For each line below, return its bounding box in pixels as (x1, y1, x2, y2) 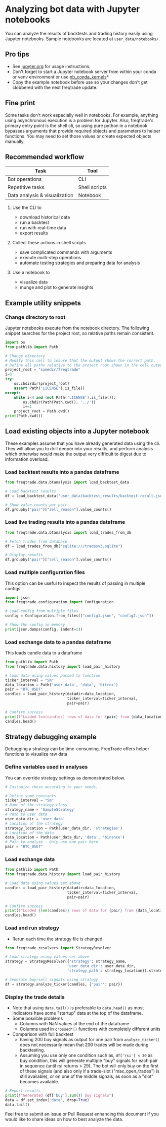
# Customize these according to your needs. (5, 784, 98, 789)
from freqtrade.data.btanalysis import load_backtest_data (5, 480, 129, 485)
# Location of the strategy (5, 821, 63, 826)
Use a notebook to (12, 270, 50, 276)
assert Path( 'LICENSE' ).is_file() (14, 386, 85, 391)
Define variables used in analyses (5, 764, 88, 771)
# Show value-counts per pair (5, 502, 68, 507)
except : (5, 390, 21, 395)
